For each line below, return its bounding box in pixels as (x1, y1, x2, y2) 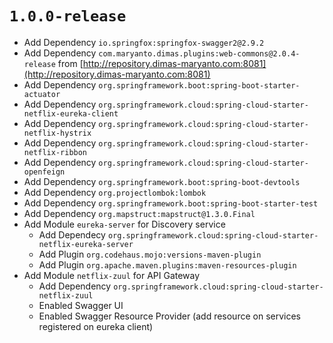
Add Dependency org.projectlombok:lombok (23, 186, 207, 198)
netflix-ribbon (23, 147, 88, 157)
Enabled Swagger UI (38, 299, 124, 311)
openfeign (23, 167, 66, 177)
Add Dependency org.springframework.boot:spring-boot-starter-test (23, 197, 319, 209)
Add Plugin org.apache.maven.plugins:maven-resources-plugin (38, 258, 297, 271)
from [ (57, 57, 84, 69)
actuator (23, 89, 61, 99)
